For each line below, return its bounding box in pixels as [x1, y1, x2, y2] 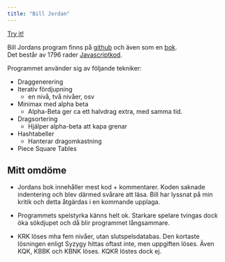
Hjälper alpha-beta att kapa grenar [27, 122, 128, 130]
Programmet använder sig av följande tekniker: [7, 64, 142, 72]
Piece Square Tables [17, 144, 77, 152]
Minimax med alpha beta [17, 99, 89, 108]
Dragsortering [17, 115, 58, 123]
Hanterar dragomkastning [27, 137, 103, 145]
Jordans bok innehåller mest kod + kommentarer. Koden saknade [17, 183, 205, 191]
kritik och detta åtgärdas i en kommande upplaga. [17, 198, 161, 206]
